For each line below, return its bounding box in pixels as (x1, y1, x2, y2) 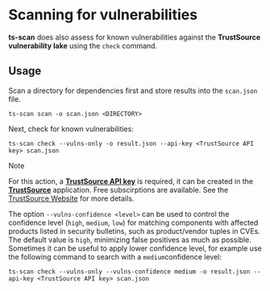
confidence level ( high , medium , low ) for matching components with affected (8, 218, 259, 227)
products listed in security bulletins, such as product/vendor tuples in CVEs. (8, 226, 260, 235)
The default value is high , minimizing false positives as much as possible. (8, 235, 251, 244)
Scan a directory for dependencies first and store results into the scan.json (8, 85, 258, 95)
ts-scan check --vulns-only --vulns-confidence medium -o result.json (8, 268, 251, 276)
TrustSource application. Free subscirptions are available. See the (8, 185, 229, 194)
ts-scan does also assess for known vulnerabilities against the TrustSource (8, 32, 260, 42)
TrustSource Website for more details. (8, 193, 135, 203)
